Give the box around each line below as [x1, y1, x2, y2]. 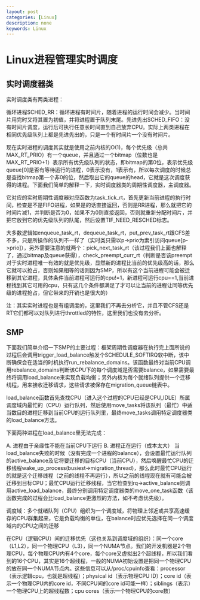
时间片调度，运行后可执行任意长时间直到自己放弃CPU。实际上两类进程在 [11, 123, 190, 131]
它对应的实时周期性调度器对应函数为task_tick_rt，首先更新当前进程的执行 [6, 194, 186, 201]
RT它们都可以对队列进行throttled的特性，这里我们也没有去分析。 [6, 309, 165, 316]
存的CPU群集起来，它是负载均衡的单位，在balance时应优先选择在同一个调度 [6, 515, 194, 522]
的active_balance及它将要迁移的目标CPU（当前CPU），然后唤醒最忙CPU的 [6, 457, 189, 465]
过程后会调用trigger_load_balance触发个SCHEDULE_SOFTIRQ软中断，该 [6, 351, 184, 358]
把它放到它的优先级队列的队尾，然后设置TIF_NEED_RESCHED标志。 [6, 216, 173, 224]
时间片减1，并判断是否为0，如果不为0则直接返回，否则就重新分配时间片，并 [6, 209, 193, 216]
